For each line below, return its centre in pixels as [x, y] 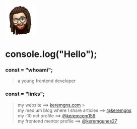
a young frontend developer [46, 81]
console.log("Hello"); [51, 54]
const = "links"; [25, 94]
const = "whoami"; [29, 70]
